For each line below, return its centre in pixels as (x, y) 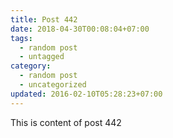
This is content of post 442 (66, 122)
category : (31, 66)
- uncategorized (53, 85)
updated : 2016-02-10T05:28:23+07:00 (86, 94)
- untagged (42, 57)
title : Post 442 (44, 19)
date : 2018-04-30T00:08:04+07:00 (80, 29)
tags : (21, 38)
